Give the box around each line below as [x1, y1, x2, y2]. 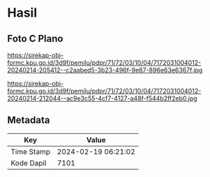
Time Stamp [10, 146, 51, 156]
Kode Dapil [10, 158, 47, 168]
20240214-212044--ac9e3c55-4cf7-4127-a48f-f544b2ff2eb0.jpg [7, 94, 197, 102]
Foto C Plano [7, 33, 63, 45]
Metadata [7, 114, 50, 126]
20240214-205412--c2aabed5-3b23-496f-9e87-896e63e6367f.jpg [7, 66, 203, 74]
